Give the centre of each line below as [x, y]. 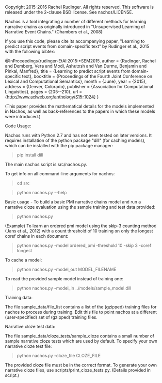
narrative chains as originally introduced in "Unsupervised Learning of [75, 27]
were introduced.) [23, 116]
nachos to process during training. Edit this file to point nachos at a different [81, 312]
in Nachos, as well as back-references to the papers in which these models [80, 111]
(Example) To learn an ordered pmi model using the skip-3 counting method [81, 226]
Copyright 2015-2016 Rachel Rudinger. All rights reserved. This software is [80, 7]
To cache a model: [24, 260]
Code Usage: [18, 126]
